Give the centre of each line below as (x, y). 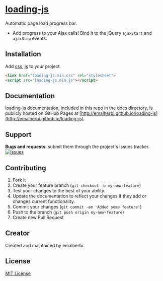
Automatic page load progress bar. (41, 23)
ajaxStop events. (30, 38)
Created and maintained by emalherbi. (45, 245)
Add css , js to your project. (33, 66)
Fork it (19, 180)
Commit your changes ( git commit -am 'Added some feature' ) (77, 206)
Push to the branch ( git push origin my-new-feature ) (68, 212)
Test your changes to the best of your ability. (59, 190)
